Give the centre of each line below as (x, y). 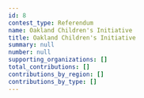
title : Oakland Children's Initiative (72, 38)
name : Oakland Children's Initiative (70, 30)
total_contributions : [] (49, 67)
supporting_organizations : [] (58, 60)
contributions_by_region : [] (56, 74)
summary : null (32, 45)
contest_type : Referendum (51, 23)
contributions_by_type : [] (53, 81)
